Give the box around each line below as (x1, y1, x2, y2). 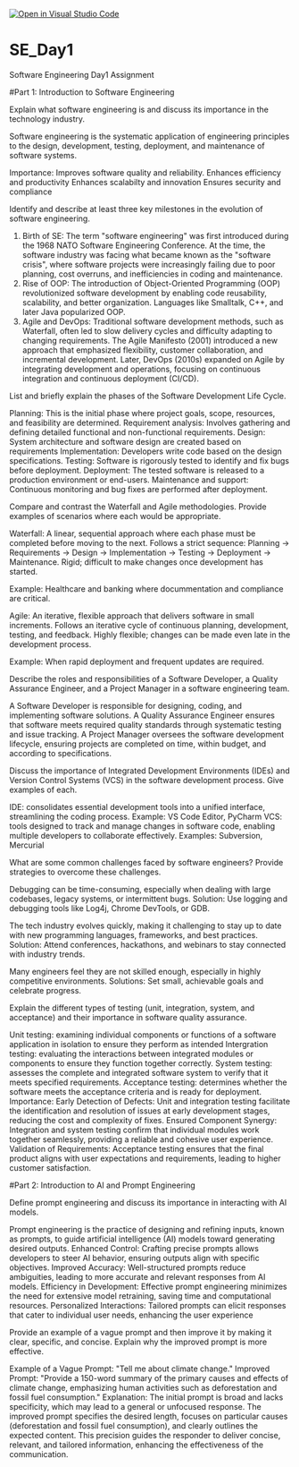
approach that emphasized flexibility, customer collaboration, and (21, 345, 263, 355)
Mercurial (9, 840, 45, 850)
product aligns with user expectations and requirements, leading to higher (9, 1153, 281, 1164)
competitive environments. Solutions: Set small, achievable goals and (9, 976, 264, 986)
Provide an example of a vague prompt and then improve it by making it (9, 1326, 272, 1337)
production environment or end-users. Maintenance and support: (9, 474, 249, 485)
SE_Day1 (9, 40, 74, 60)
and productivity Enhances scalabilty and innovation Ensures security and (9, 176, 281, 187)
